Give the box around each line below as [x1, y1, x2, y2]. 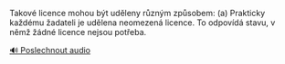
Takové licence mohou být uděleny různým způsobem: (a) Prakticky [9, 8, 266, 18]
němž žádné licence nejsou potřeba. [9, 27, 147, 37]
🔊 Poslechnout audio [9, 45, 91, 55]
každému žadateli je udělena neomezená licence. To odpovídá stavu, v [9, 17, 276, 28]
